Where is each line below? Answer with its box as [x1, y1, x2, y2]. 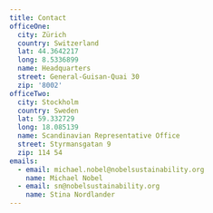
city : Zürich [17, 30, 67, 39]
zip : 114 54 [17, 148, 63, 157]
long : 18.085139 [17, 123, 79, 132]
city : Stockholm [17, 97, 79, 107]
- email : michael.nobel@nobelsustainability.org [17, 165, 205, 174]
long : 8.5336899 [17, 55, 79, 64]
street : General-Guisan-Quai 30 [17, 73, 140, 82]
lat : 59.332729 [17, 114, 75, 123]
